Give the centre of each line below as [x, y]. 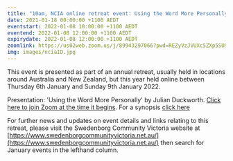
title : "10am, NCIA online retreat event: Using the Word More [101, 13]
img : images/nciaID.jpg [42, 53]
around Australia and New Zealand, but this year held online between [106, 79]
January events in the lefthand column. [63, 150]
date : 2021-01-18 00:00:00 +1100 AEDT [63, 20]
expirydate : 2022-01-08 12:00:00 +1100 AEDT [72, 39]
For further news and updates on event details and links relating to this [108, 120]
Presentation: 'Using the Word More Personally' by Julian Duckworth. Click [114, 100]
